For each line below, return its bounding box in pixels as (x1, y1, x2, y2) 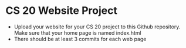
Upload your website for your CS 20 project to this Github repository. (13, 23, 181, 30)
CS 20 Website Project (5, 4, 118, 17)
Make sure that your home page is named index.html (13, 29, 141, 36)
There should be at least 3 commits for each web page (13, 35, 147, 42)
